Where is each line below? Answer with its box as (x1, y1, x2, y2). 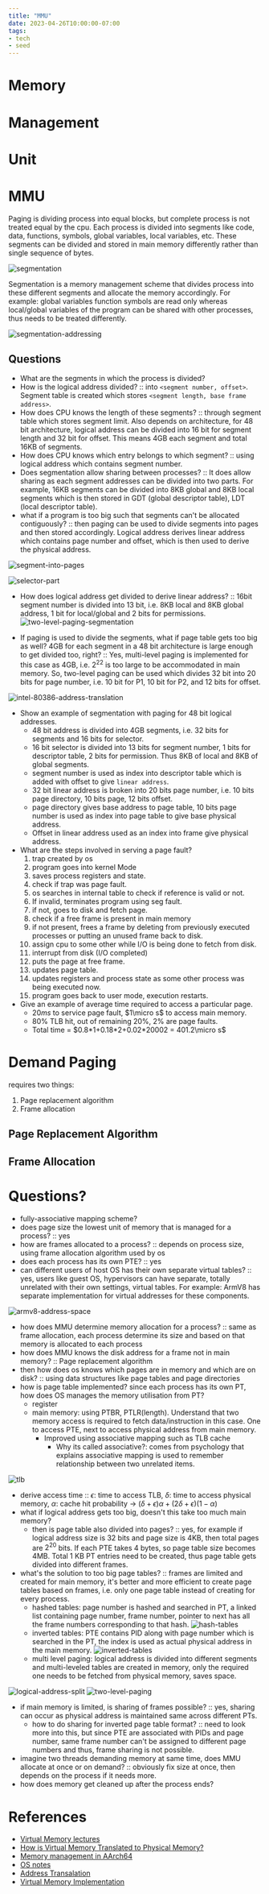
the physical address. (19, 545, 92, 554)
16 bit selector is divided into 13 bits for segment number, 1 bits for (31, 743, 251, 752)
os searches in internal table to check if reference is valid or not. (31, 888, 245, 898)
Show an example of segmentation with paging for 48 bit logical (19, 708, 232, 718)
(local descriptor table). (19, 502, 98, 512)
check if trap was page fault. (31, 880, 127, 889)
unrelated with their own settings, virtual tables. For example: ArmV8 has (19, 1282, 261, 1291)
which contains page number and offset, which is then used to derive (19, 537, 250, 546)
